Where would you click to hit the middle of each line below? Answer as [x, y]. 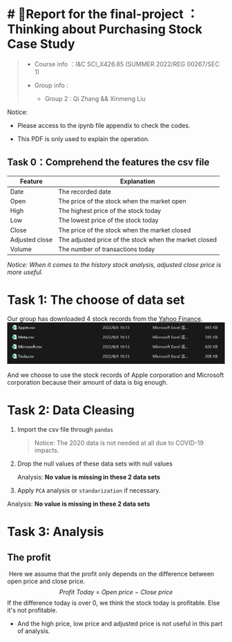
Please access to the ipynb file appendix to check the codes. [104, 125]
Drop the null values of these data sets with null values [95, 464]
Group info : [51, 85]
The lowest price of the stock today [108, 220]
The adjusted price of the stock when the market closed [138, 239]
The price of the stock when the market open [122, 201]
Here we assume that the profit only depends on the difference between [112, 574]
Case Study [41, 44]
